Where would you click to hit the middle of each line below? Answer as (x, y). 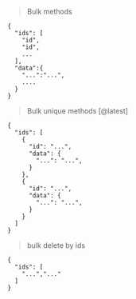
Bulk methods (49, 12)
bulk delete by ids (56, 245)
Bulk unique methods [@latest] (78, 111)
